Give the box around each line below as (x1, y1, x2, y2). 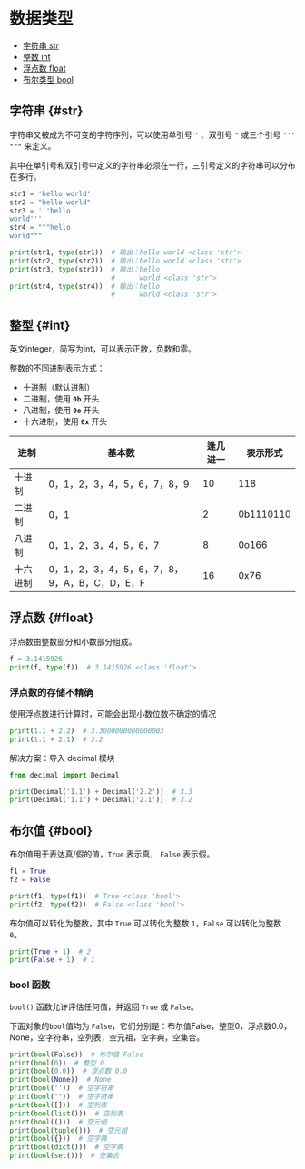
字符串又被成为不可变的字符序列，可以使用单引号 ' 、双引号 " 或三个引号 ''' (9, 129, 296, 140)
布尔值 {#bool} (9, 823, 93, 838)
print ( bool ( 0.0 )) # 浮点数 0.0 (9, 1066, 128, 1076)
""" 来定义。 (9, 140, 56, 151)
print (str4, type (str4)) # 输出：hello (9, 282, 161, 291)
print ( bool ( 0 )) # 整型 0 (9, 1058, 105, 1067)
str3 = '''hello (9, 206, 71, 215)
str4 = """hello (9, 223, 71, 233)
